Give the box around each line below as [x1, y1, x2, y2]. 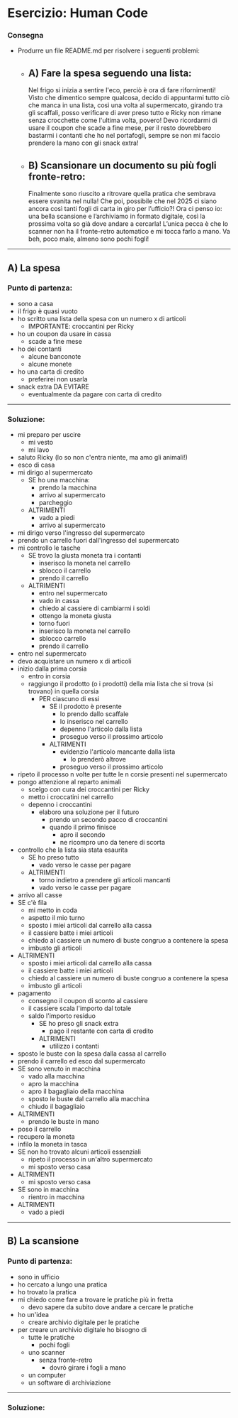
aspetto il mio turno [28, 914, 85, 922]
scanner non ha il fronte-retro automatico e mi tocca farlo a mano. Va [28, 227, 230, 236]
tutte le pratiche [28, 1333, 75, 1341]
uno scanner [28, 1348, 65, 1356]
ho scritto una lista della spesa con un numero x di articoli [17, 314, 186, 323]
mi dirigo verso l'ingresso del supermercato [17, 529, 145, 537]
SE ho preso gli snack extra [38, 1019, 119, 1028]
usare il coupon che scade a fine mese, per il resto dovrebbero [28, 124, 212, 132]
